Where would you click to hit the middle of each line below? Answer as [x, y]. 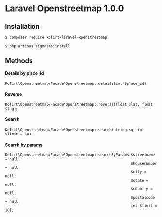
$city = [138, 172]
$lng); [12, 109]
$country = [142, 189]
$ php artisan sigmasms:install [38, 46]
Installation [22, 26]
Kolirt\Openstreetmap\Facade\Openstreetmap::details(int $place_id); [77, 83]
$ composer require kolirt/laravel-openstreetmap [56, 37]
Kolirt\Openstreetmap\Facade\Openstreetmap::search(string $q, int [75, 130]
